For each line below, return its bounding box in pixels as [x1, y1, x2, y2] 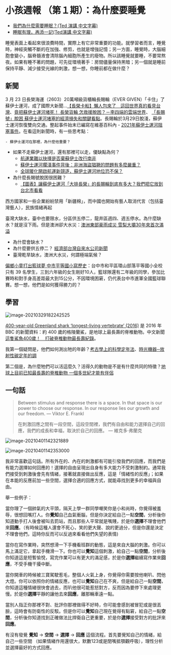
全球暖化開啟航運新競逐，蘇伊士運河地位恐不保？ [20, 168, 123, 174]
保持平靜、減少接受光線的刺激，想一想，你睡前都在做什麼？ [5, 65, 130, 71]
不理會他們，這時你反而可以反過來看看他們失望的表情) [5, 531, 119, 537]
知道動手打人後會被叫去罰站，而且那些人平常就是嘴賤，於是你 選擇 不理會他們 [5, 518, 166, 524]
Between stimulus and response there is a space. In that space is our [17, 400, 163, 406]
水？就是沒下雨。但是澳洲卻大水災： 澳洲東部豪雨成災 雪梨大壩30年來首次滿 [5, 222, 164, 228]
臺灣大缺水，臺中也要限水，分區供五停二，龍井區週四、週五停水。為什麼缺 [5, 215, 161, 221]
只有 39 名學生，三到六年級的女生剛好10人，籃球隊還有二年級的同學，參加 [5, 269, 161, 275]
